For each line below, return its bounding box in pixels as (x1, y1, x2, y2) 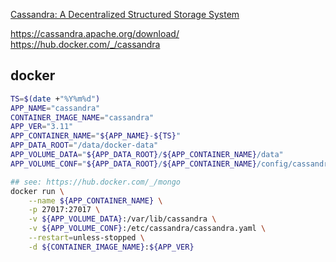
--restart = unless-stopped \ (28, 233, 145, 243)
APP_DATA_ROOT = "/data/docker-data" (10, 140, 159, 151)
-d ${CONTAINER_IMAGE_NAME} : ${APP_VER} (28, 242, 195, 252)
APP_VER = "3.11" (10, 122, 74, 132)
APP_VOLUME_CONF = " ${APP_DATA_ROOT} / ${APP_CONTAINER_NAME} (10, 159, 257, 169)
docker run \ (10, 186, 65, 196)
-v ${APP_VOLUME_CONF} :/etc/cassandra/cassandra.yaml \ (28, 224, 267, 234)
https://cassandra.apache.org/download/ (10, 28, 180, 39)
